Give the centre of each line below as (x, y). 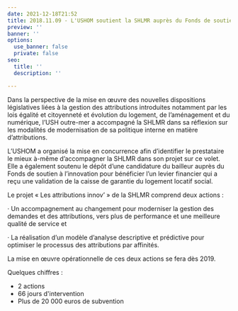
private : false (36, 54)
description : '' (38, 73)
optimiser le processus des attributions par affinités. (83, 244)
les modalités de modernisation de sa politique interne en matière (103, 130)
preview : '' (25, 27)
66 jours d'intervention (51, 293)
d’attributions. (28, 137)
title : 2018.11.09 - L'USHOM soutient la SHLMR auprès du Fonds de (109, 21)
